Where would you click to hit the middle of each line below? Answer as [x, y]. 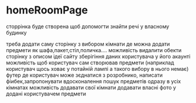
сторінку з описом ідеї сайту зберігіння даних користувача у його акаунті [98, 56]
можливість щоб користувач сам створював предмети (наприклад [90, 63]
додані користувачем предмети [46, 94]
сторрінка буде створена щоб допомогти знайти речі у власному [88, 26]
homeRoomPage [47, 10]
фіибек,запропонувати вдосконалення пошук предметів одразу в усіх [94, 81]
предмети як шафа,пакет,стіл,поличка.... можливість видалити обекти [94, 50]
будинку [17, 32]
